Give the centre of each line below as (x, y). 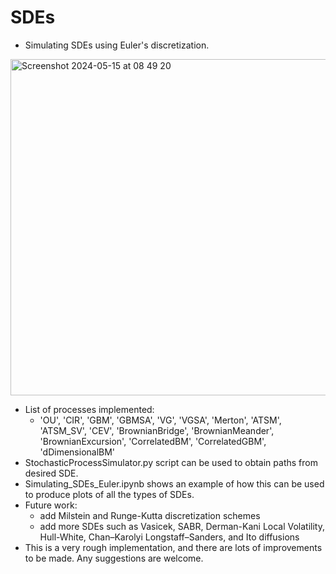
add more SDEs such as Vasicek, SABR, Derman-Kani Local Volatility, (182, 526)
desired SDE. (51, 473)
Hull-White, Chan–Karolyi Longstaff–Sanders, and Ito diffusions (169, 537)
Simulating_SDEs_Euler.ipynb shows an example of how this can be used (174, 483)
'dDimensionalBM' (77, 452)
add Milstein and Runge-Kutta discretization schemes (150, 515)
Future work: (51, 505)
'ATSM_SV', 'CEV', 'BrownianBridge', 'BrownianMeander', (157, 430)
